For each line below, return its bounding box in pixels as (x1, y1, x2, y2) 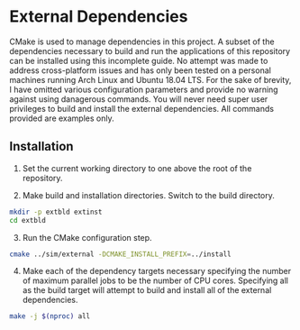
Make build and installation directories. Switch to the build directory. (22, 189, 275, 200)
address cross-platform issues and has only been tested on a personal (9, 65, 272, 76)
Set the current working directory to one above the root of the (22, 162, 252, 173)
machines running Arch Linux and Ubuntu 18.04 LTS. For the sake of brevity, (9, 74, 292, 85)
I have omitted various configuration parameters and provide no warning (9, 84, 278, 95)
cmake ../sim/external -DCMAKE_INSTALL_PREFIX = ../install (9, 250, 232, 259)
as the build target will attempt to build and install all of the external (22, 285, 272, 296)
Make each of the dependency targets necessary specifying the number (22, 266, 292, 277)
